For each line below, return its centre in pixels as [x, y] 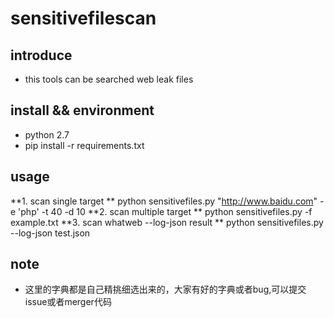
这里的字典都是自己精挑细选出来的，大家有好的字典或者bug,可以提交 [165, 289]
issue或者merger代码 [68, 302]
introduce [41, 55]
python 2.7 [47, 134]
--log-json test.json [50, 233]
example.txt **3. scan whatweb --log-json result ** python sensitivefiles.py [167, 222]
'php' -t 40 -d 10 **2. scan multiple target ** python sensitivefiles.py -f [165, 211]
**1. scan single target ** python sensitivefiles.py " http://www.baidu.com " [164, 201]
